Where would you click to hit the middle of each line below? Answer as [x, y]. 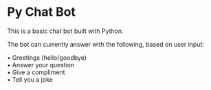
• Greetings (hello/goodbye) [47, 57]
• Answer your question [41, 65]
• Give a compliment [36, 72]
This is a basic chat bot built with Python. [65, 31]
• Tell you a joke [30, 79]
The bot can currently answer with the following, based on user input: [106, 44]
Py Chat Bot [41, 12]
